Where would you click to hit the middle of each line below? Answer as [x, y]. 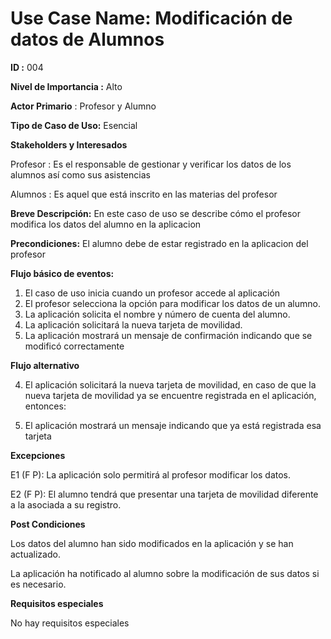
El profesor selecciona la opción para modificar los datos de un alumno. [172, 303]
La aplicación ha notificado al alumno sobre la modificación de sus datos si [165, 573]
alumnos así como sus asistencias [80, 174]
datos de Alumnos [87, 39]
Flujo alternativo [45, 365]
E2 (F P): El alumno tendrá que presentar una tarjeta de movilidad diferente [164, 494]
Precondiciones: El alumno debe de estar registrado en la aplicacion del [159, 243]
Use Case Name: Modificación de [151, 18]
